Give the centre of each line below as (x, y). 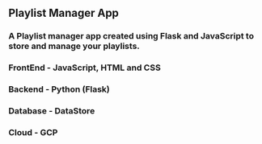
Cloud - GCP (33, 132)
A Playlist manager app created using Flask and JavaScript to (131, 36)
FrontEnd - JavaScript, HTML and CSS (85, 68)
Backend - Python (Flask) (59, 89)
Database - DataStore (52, 111)
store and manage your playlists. (74, 46)
